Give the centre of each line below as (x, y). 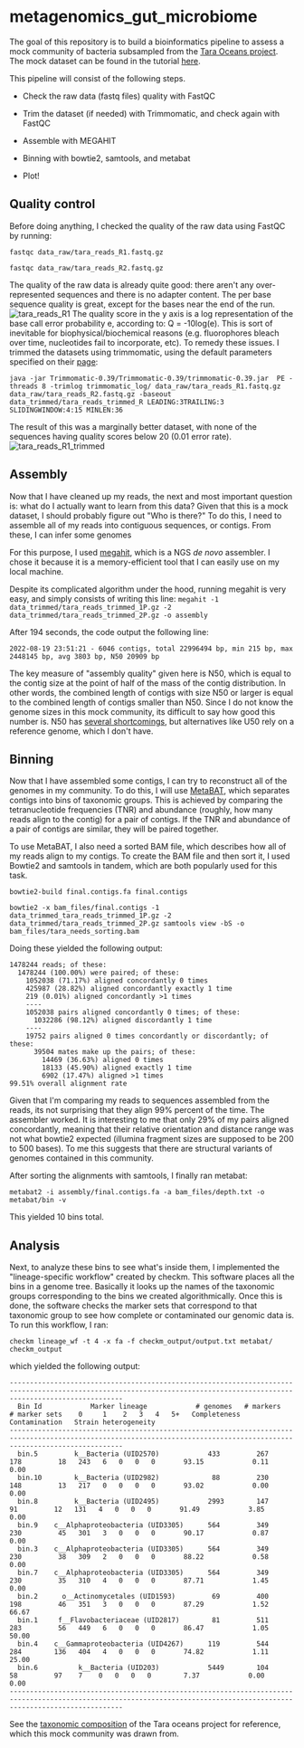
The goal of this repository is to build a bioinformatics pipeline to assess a (147, 42)
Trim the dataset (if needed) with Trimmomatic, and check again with (151, 113)
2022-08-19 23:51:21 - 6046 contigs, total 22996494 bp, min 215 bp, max (152, 649)
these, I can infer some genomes (71, 535)
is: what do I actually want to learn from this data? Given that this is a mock (149, 506)
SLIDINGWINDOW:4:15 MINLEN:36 (66, 410)
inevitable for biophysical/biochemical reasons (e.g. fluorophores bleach (144, 333)
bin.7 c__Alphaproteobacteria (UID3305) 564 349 (143, 1573)
